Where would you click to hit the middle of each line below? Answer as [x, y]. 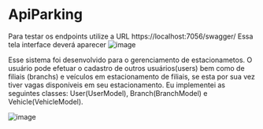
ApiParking [45, 15]
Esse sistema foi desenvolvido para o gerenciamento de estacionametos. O [130, 60]
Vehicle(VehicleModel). [46, 101]
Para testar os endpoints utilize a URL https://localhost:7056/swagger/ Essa [131, 36]
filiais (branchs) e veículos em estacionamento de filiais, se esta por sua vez [132, 76]
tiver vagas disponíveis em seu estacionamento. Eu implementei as [117, 85]
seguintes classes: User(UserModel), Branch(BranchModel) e [108, 93]
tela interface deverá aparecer [57, 44]
